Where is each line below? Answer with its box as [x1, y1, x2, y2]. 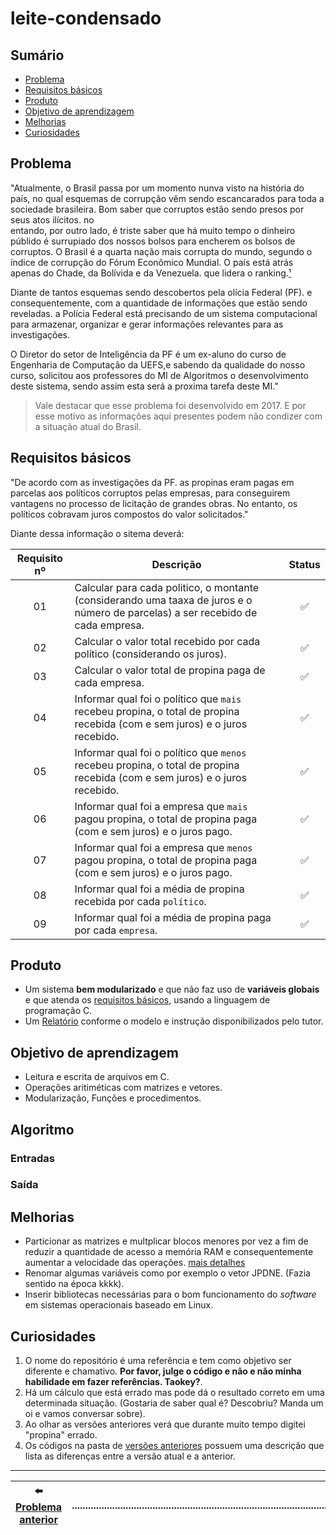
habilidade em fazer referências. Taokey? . [24, 1376, 203, 1388]
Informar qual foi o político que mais [74, 692, 242, 706]
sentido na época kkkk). [24, 1278, 125, 1290]
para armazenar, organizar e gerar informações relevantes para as [10, 318, 284, 330]
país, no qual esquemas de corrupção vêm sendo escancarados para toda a [10, 192, 325, 204]
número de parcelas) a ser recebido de [74, 605, 258, 619]
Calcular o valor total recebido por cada [74, 634, 261, 648]
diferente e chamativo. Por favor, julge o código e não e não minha [24, 1365, 302, 1377]
